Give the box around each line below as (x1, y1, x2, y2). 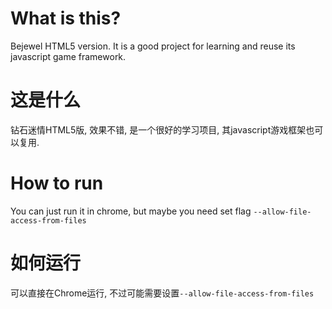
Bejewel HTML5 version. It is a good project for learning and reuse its (10, 40, 296, 52)
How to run (10, 172, 104, 195)
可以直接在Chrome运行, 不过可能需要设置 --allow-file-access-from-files (10, 287, 315, 299)
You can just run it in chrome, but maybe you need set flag (10, 205, 252, 217)
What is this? (10, 7, 122, 30)
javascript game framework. (10, 50, 127, 62)
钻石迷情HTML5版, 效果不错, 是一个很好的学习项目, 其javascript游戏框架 (10, 123, 307, 136)
